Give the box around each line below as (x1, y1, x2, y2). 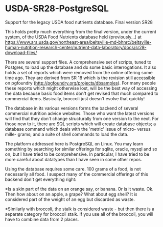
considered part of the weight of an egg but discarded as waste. (5, 196, 135, 202)
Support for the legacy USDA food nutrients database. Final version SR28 (5, 19, 153, 25)
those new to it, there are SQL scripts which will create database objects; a (5, 121, 156, 127)
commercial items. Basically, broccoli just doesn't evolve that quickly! (5, 95, 145, 101)
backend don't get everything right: (5, 176, 77, 182)
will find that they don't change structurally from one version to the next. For (5, 115, 159, 121)
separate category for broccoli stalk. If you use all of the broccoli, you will (5, 211, 153, 217)
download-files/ (5, 50, 37, 56)
